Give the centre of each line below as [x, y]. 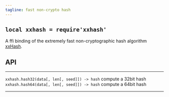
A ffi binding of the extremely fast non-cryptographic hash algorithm [76, 41]
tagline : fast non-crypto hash [38, 10]
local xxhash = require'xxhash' [56, 30]
